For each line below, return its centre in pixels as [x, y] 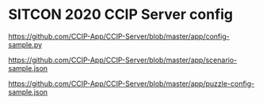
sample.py [25, 44]
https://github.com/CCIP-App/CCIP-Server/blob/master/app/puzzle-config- [131, 84]
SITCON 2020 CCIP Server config [121, 15]
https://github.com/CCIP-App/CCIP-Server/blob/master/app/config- [119, 36]
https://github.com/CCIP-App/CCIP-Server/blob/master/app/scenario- [123, 60]
